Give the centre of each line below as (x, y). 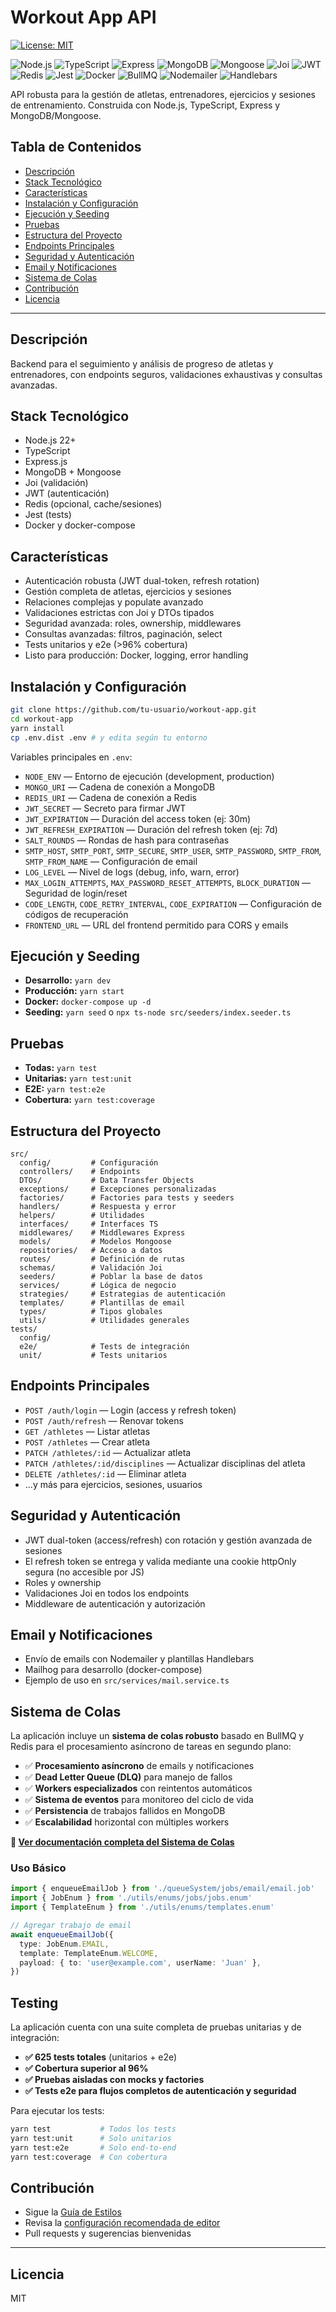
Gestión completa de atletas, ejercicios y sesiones (128, 592)
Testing (34, 2002)
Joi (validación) (56, 483)
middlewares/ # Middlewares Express (102, 1232)
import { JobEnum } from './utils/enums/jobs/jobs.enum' (131, 1898)
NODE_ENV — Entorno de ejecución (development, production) (149, 776)
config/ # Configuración (89, 1162)
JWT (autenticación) (67, 493)
